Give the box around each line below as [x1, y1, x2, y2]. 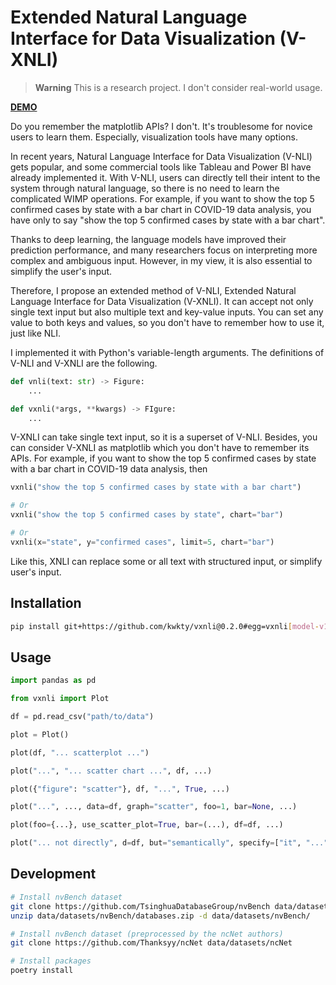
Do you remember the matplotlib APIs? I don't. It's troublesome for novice [10, 120, 313, 132]
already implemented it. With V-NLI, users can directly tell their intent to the [10, 171, 321, 183]
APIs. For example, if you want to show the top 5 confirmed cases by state [10, 452, 317, 465]
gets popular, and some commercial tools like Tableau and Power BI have [10, 161, 312, 173]
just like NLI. [10, 327, 62, 339]
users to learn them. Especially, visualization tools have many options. [10, 131, 298, 143]
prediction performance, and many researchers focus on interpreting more [10, 244, 318, 256]
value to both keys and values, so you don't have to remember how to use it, [10, 316, 325, 328]
